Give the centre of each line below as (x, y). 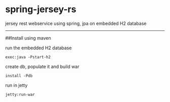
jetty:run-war (20, 94)
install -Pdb (19, 76)
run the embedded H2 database (38, 48)
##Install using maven (28, 38)
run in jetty (16, 85)
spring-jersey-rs (41, 9)
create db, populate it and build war (42, 66)
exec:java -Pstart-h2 (28, 57)
